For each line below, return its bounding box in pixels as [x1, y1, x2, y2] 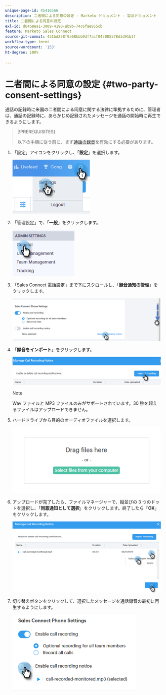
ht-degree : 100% [5, 50, 39, 55]
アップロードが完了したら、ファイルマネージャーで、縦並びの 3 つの [12, 499, 151, 505]
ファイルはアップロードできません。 [16, 407, 90, 413]
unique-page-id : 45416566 [5, 8, 58, 13]
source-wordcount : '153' [5, 45, 56, 50]
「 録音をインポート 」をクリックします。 [12, 346, 95, 352]
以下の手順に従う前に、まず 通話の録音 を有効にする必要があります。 [17, 139, 156, 145]
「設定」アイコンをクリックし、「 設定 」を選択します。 [12, 149, 123, 156]
